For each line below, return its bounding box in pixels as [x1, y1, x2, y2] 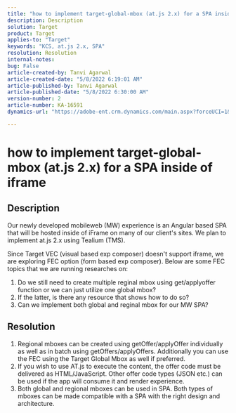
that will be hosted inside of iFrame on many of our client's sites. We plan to [7, 228, 227, 237]
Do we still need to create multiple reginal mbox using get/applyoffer [17, 278, 216, 287]
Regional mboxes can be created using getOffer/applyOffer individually [17, 339, 223, 348]
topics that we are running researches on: [7, 264, 129, 273]
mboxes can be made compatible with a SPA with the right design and [17, 391, 221, 400]
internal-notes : [7, 56, 55, 63]
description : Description [7, 17, 83, 24]
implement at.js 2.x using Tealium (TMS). [7, 236, 126, 244]
